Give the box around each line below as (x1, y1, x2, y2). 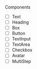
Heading (12, 19, 29, 25)
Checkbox (12, 47, 33, 53)
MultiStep (12, 58, 31, 64)
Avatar (12, 53, 25, 59)
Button (12, 31, 25, 36)
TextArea (12, 41, 30, 47)
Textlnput (12, 36, 31, 42)
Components (5, 4, 31, 10)
